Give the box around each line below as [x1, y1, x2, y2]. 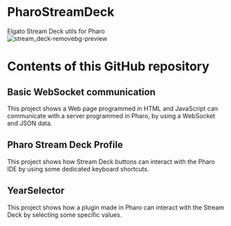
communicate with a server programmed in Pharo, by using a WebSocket [7, 111, 216, 120]
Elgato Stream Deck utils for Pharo [7, 27, 105, 35]
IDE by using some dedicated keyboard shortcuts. [7, 164, 149, 173]
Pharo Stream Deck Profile [7, 139, 123, 151]
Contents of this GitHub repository [7, 59, 210, 75]
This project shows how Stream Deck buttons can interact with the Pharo [7, 157, 216, 166]
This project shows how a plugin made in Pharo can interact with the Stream [7, 203, 225, 211]
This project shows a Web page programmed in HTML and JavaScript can [7, 104, 219, 113]
